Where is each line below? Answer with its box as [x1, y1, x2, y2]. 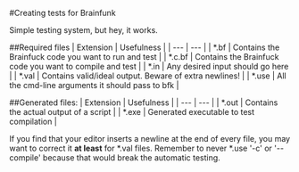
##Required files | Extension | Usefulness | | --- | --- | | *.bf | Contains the [9, 42, 280, 53]
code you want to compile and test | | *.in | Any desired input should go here [9, 61, 289, 71]
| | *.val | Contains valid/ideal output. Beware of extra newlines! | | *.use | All [9, 70, 287, 81]
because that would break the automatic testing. [43, 152, 220, 163]
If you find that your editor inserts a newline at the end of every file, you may [9, 134, 291, 143]
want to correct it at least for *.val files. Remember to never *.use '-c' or [9, 143, 272, 153]
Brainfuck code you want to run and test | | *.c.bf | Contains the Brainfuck [9, 52, 279, 61]
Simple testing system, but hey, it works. [9, 25, 158, 35]
